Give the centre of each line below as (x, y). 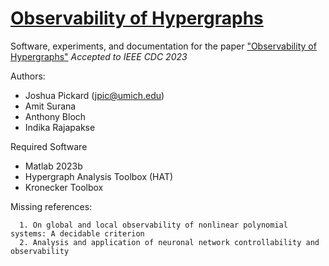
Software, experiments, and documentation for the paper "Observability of (163, 46)
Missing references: (51, 206)
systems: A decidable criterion (77, 233)
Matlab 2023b (53, 166)
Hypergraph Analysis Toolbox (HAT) (99, 176)
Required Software (49, 146)
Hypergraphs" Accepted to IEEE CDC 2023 (99, 56)
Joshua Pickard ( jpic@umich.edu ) (94, 95)
